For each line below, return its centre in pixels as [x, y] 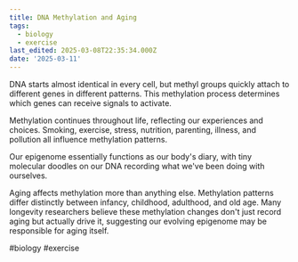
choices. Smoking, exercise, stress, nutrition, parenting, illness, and [133, 130]
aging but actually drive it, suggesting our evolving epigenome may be [138, 221]
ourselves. [28, 176]
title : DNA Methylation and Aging [73, 17]
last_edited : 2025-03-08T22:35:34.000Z [83, 51]
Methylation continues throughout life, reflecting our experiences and [137, 120]
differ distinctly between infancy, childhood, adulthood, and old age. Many [145, 202]
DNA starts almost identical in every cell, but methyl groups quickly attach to [149, 84]
